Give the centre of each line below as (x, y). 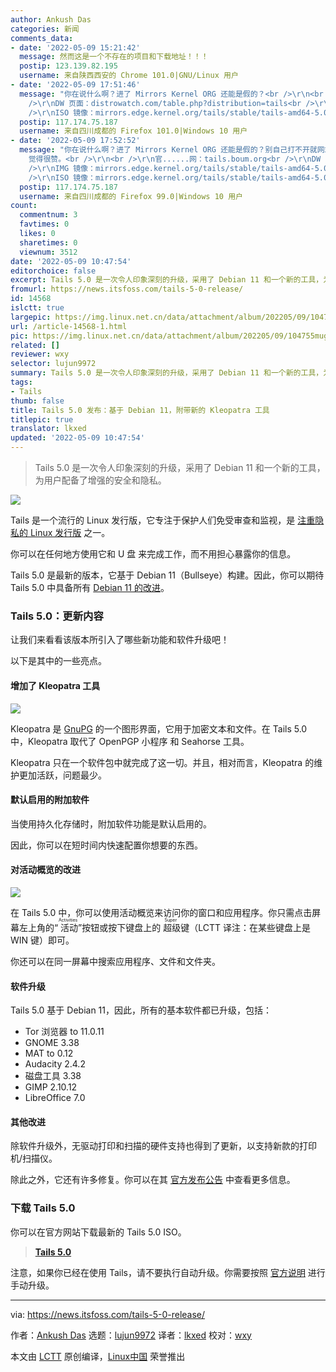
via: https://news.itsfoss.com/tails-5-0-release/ (108, 1314)
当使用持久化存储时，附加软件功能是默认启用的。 (111, 823)
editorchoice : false (53, 271)
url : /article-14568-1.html (69, 326)
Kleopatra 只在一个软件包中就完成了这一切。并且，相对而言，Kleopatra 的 (162, 762)
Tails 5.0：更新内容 (57, 616)
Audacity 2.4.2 (55, 1064)
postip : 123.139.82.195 (68, 66)
